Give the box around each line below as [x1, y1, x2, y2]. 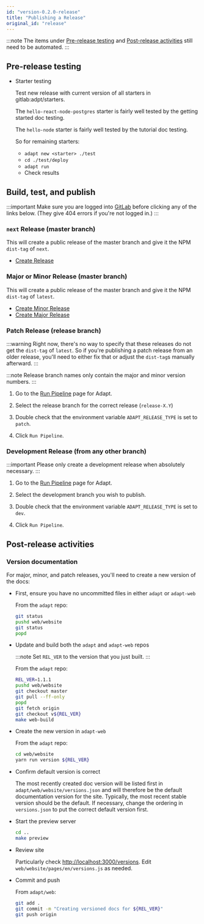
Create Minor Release [15, 304, 70, 312]
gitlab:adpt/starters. [15, 96, 65, 103]
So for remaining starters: [15, 138, 80, 145]
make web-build [15, 716, 54, 723]
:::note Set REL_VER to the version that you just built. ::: [15, 653, 151, 661]
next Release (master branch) [6, 224, 96, 233]
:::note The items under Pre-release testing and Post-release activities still [6, 37, 193, 45]
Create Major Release [15, 311, 70, 318]
